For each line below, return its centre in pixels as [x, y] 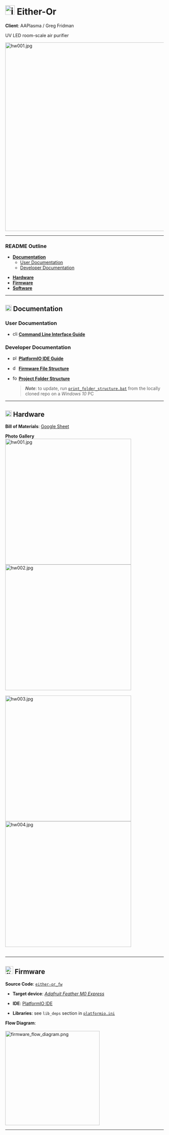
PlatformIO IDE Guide [41, 359]
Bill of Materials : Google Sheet [37, 426]
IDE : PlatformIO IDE [32, 1003]
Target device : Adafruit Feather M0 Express [58, 994]
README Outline [26, 246]
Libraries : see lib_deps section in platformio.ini [64, 1013]
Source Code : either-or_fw [34, 984]
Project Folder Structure [44, 379]
